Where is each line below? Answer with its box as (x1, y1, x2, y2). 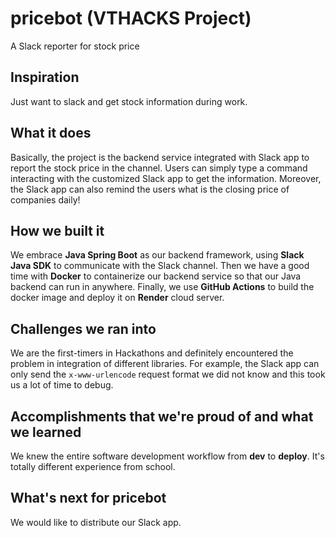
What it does (10, 125, 92, 142)
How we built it (10, 222, 105, 239)
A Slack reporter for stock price (10, 40, 140, 52)
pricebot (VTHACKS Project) (10, 7, 252, 30)
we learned (10, 423, 82, 441)
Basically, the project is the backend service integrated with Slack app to (10, 151, 310, 163)
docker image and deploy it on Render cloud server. (10, 292, 225, 304)
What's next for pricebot (10, 490, 167, 507)
